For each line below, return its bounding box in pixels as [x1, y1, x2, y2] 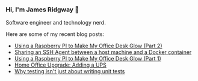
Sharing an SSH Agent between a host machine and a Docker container [14, 49, 192, 56]
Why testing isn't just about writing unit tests [14, 68, 125, 75]
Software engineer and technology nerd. [5, 19, 106, 26]
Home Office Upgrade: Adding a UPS [14, 61, 107, 68]
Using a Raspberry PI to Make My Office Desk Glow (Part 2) [14, 42, 163, 50]
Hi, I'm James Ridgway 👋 [5, 5, 79, 14]
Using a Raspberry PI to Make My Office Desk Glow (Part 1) [14, 55, 162, 62]
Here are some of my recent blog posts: [5, 31, 105, 38]
